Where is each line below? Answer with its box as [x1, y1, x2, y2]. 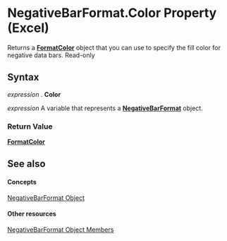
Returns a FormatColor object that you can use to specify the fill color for [7, 43, 221, 52]
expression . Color [7, 90, 61, 98]
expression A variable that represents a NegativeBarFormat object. [7, 104, 203, 112]
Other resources [7, 210, 56, 218]
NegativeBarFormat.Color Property [7, 5, 217, 21]
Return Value [7, 122, 53, 131]
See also [7, 158, 46, 170]
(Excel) [7, 20, 49, 36]
